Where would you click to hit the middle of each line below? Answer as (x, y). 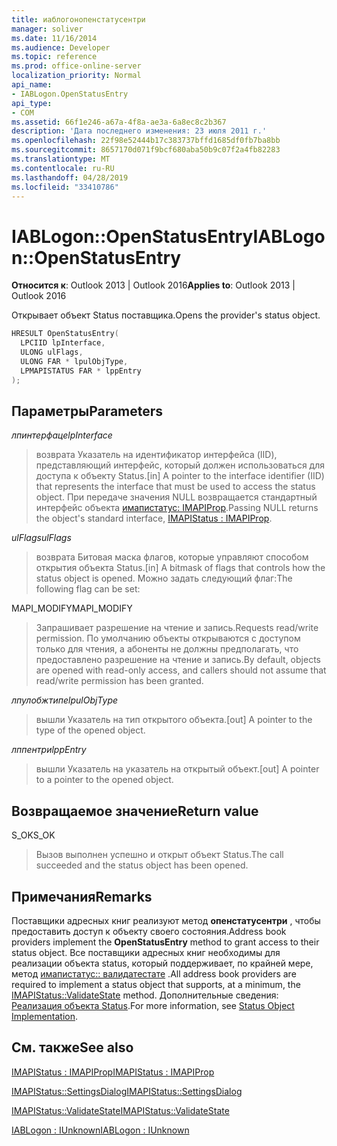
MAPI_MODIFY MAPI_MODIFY (72, 608)
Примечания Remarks (82, 896)
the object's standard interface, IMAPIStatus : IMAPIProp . (154, 518)
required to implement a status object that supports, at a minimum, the (156, 984)
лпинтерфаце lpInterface (62, 435)
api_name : (32, 85)
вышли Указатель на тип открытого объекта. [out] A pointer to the (174, 720)
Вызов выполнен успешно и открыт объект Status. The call (159, 855)
